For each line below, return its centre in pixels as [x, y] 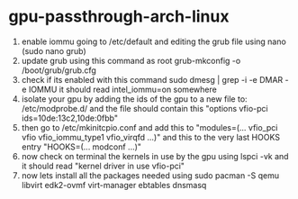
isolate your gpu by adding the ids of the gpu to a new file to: [135, 99]
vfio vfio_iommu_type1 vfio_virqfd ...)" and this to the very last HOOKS [151, 137]
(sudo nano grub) [54, 50]
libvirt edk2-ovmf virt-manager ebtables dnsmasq [114, 185]
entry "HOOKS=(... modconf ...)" [81, 147]
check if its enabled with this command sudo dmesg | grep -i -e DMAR [152, 79]
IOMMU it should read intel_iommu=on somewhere [122, 89]
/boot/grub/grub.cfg [59, 70]
